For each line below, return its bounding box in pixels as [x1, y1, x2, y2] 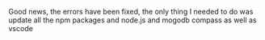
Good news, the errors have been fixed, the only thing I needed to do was [8, 7, 254, 16]
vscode [8, 24, 34, 33]
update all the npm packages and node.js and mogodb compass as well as [8, 15, 257, 25]
